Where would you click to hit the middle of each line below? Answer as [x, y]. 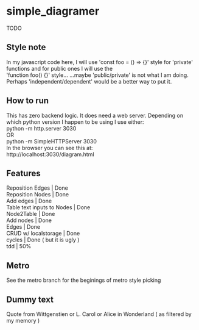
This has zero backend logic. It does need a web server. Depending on [95, 115]
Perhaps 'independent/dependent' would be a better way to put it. [89, 81]
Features [23, 173]
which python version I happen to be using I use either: [75, 122]
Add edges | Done [29, 201]
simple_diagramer [53, 11]
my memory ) [23, 321]
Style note [26, 47]
